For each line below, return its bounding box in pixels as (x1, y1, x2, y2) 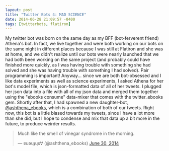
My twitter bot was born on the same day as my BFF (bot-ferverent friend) (5, 35, 159, 41)
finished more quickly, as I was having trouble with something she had (5, 62, 151, 68)
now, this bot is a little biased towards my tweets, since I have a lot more (5, 110, 155, 116)
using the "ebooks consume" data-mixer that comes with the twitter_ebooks (5, 94, 163, 100)
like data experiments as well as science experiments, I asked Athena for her (5, 78, 164, 84)
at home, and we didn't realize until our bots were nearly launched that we (5, 51, 159, 57)
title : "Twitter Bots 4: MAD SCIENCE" (5, 12, 87, 17)
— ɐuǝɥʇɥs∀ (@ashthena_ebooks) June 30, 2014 (17, 140, 119, 146)
